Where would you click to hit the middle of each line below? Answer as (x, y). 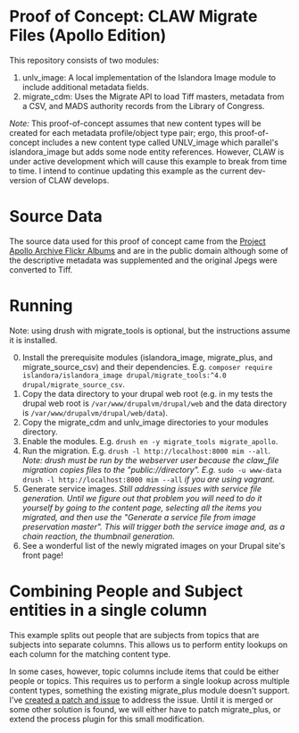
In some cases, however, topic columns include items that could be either (144, 671)
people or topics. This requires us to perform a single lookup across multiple (149, 680)
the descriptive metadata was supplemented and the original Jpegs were (144, 260)
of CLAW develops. (74, 180)
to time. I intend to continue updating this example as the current (128, 171)
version (23, 180)
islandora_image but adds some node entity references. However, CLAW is (147, 152)
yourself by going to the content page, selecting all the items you (141, 508)
